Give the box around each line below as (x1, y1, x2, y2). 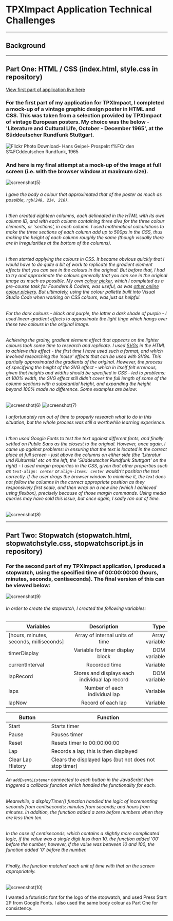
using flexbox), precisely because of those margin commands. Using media (6, 490, 166, 496)
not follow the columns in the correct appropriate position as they (6, 479, 145, 485)
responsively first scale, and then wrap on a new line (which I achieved (6, 484, 157, 491)
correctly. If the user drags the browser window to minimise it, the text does (6, 474, 166, 479)
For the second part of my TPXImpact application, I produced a (6, 562, 166, 569)
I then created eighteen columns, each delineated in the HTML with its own (6, 212, 165, 219)
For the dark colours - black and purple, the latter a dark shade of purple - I (6, 310, 167, 316)
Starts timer (51, 723, 80, 730)
